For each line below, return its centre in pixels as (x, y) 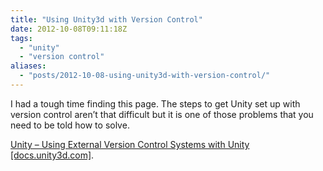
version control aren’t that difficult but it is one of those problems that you (162, 114)
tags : (21, 38)
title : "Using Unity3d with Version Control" (106, 19)
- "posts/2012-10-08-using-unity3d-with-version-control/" (145, 76)
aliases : (28, 66)
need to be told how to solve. (70, 125)
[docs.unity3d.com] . (52, 155)
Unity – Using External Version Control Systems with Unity (130, 144)
